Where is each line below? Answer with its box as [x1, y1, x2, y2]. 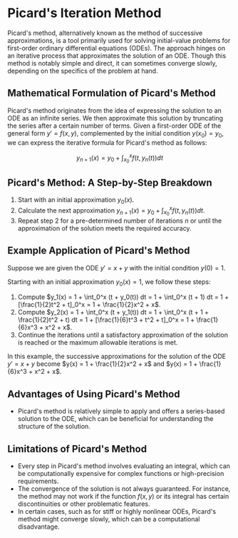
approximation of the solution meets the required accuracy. [17, 223, 192, 233]
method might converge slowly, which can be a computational [17, 514, 200, 523]
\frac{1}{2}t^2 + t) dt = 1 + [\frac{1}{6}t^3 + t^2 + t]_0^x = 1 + [17, 315, 195, 324]
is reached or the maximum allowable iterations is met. [17, 338, 178, 347]
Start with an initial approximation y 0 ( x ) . [17, 196, 135, 205]
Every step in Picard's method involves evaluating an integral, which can [17, 462, 230, 470]
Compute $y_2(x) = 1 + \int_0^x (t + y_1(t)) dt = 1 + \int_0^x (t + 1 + [17, 308, 209, 317]
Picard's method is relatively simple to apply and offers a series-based [17, 407, 225, 415]
